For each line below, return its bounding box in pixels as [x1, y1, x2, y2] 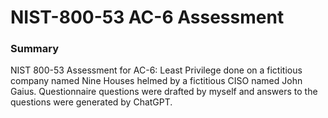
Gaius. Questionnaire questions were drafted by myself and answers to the [10, 86, 318, 98]
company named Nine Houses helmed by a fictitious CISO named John [10, 75, 303, 87]
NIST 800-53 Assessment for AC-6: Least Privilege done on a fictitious [10, 64, 303, 76]
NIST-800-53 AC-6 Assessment [10, 6, 285, 29]
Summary [10, 42, 60, 56]
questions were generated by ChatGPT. [10, 96, 173, 108]
